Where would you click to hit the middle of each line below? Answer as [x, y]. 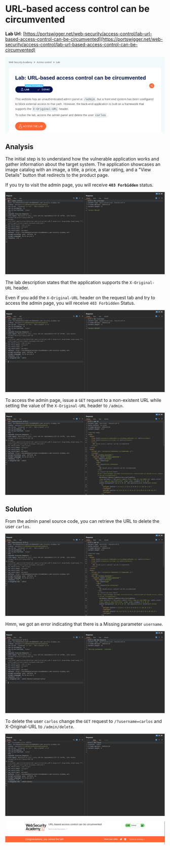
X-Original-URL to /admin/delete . [40, 727]
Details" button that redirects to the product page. [57, 175]
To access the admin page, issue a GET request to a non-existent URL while [83, 400]
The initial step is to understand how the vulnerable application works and [82, 159]
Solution [19, 509]
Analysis [19, 147]
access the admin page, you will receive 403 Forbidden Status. [70, 303]
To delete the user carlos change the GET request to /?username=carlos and [83, 721]
